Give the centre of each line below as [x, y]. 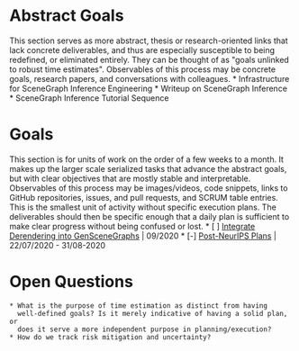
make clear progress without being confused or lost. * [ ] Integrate [132, 226]
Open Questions [71, 282]
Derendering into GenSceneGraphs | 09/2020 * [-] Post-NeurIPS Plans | [143, 236]
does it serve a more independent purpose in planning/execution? [145, 329]
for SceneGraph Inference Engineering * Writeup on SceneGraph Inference [149, 88]
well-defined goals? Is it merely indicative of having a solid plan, [153, 313]
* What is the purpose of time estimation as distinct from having [139, 306]
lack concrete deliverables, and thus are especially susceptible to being [142, 49]
